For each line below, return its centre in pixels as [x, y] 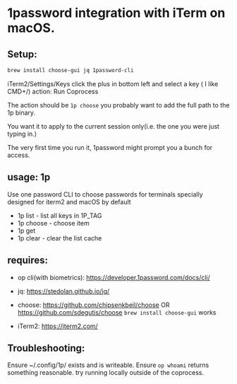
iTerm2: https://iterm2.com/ [58, 326]
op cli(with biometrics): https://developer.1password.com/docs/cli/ [114, 277]
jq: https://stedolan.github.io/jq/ [63, 291]
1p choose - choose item [53, 223]
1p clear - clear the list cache [60, 238]
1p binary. [22, 112]
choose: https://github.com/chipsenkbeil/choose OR [93, 305]
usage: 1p [29, 177]
